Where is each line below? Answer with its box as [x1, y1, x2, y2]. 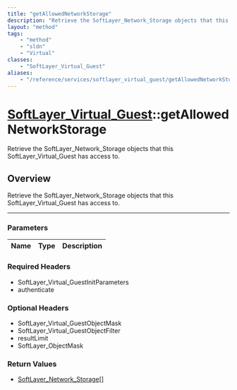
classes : [7, 56, 33, 63]
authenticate [17, 285, 54, 293]
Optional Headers [7, 303, 69, 312]
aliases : [7, 69, 33, 76]
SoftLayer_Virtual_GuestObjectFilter [17, 327, 121, 335]
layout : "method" [7, 23, 59, 30]
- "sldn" [20, 43, 46, 50]
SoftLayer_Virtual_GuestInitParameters [17, 278, 129, 286]
